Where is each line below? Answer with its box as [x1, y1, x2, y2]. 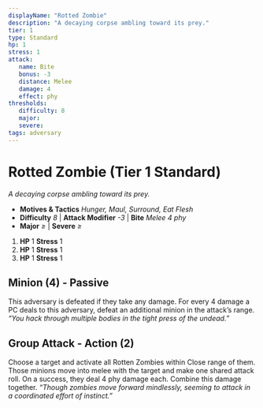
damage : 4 [18, 84, 51, 93]
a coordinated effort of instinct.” [8, 391, 113, 401]
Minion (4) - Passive [8, 275, 109, 289]
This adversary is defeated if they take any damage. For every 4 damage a [8, 297, 250, 306]
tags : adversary [8, 129, 61, 137]
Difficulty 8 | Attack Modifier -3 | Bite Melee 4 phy [19, 212, 187, 222]
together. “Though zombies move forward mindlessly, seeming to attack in [8, 383, 250, 392]
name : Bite [18, 63, 55, 71]
